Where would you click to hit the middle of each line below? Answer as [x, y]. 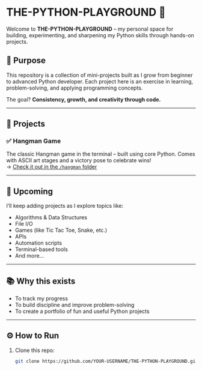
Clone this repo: [35, 350]
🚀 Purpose [26, 60]
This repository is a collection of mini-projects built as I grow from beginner [100, 75]
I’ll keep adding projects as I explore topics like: [65, 206]
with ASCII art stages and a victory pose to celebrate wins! [79, 160]
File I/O [24, 224]
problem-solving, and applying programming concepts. [75, 88]
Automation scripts [38, 243]
